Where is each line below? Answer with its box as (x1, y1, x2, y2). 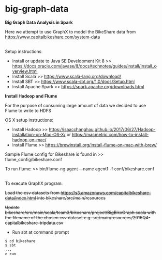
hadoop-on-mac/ (12, 137, 47, 143)
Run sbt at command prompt (12, 229, 69, 235)
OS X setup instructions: (5, 117, 54, 123)
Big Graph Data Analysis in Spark (5, 19, 73, 25)
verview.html (12, 68, 38, 74)
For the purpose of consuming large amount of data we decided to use (5, 102, 146, 108)
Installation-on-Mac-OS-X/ (12, 131, 66, 137)
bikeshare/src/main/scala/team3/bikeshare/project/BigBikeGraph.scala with (5, 210, 156, 215)
